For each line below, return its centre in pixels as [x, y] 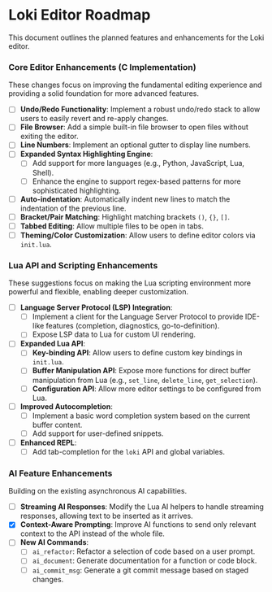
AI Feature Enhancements [60, 473]
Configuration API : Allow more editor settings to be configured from [147, 389]
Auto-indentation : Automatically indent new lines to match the [125, 199]
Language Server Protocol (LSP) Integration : [96, 307]
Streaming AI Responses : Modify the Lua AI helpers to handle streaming [142, 507]
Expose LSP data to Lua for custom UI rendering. [114, 334]
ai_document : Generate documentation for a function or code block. [145, 561]
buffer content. [57, 424]
